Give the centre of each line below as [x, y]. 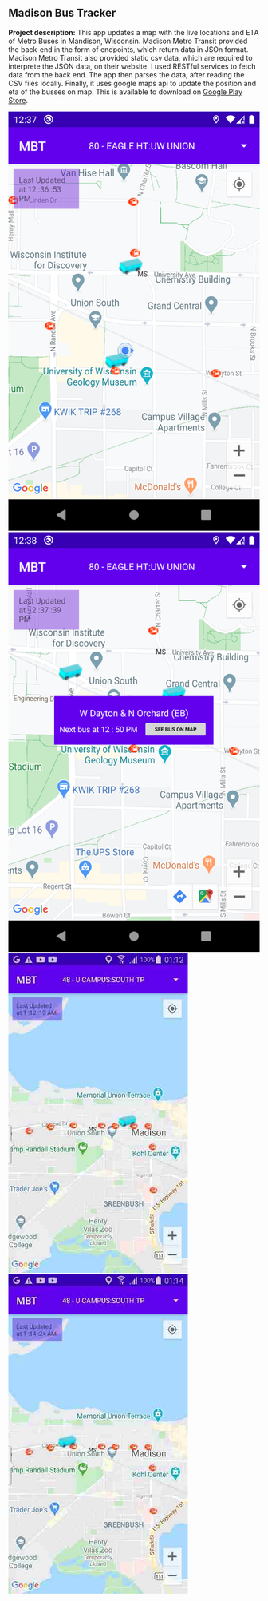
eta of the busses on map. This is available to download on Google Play [126, 92]
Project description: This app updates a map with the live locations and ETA [134, 32]
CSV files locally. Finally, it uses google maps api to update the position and [132, 83]
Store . [18, 100]
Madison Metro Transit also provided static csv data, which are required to [130, 57]
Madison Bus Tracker [62, 13]
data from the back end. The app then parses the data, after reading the [126, 74]
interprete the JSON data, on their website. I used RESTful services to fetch [132, 66]
